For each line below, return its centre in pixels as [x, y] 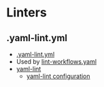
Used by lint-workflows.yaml [56, 62]
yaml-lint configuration [58, 76]
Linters [27, 13]
